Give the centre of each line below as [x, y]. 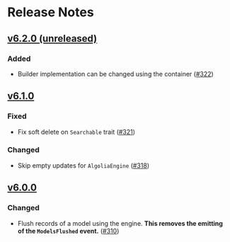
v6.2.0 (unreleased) [52, 39]
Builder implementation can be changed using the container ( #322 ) [115, 74]
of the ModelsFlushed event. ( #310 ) [68, 231]
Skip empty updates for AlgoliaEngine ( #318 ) [84, 165]
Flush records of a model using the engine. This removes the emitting [120, 223]
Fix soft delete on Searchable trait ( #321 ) [76, 132]
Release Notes [51, 12]
